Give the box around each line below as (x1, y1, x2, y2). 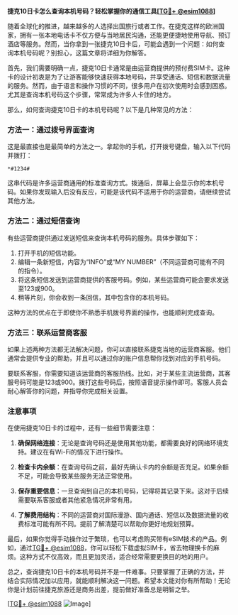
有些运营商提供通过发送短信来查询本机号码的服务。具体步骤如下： (7, 234, 200, 242)
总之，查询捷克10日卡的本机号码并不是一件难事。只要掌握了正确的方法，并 (7, 567, 225, 576)
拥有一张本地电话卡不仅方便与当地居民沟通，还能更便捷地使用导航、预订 (19, 31, 231, 39)
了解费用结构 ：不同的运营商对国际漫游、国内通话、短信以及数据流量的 (17, 511, 223, 519)
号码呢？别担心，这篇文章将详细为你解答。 (25, 49, 150, 57)
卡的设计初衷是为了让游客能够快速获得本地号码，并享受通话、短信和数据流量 (7, 72, 231, 81)
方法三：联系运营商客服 (7, 327, 87, 337)
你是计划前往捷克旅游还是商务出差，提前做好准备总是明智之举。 (7, 585, 193, 594)
